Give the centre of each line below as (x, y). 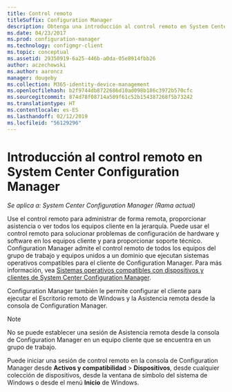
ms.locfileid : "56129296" (44, 123)
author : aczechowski (37, 65)
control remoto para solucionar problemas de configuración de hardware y (113, 234)
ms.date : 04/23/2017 (37, 33)
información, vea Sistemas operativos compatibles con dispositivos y (106, 270)
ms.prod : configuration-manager (54, 39)
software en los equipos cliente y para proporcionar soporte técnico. (105, 241)
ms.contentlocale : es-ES (43, 110)
